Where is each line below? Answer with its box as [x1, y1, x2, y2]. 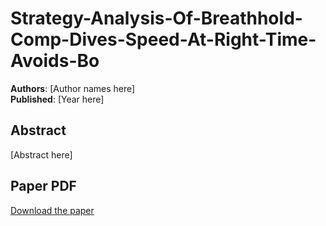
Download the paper [10, 204, 95, 216]
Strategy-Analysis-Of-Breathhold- [10, 7, 303, 30]
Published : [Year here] [10, 93, 105, 105]
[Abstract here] [10, 148, 73, 161]
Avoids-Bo [10, 50, 100, 72]
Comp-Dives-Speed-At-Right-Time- [10, 28, 317, 51]
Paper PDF [10, 178, 77, 195]
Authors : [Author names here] [10, 82, 136, 94]
